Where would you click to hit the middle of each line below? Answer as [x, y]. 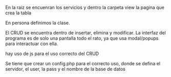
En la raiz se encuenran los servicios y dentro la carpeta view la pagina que [85, 7]
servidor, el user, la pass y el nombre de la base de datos [65, 69]
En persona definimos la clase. [38, 23]
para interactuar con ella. [32, 44]
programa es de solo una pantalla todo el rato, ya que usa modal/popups [82, 38]
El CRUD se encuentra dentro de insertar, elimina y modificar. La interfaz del [86, 33]
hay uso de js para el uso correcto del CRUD [52, 54]
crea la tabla [18, 13]
